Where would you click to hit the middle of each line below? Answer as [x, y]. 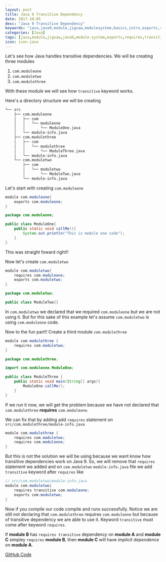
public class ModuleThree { [34, 377]
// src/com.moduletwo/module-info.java [46, 481]
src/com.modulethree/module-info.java [45, 424]
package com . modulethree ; [32, 359]
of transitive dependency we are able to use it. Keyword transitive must [79, 519]
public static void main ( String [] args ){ [57, 381]
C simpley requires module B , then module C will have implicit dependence [82, 539]
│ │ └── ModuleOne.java [47, 128]
